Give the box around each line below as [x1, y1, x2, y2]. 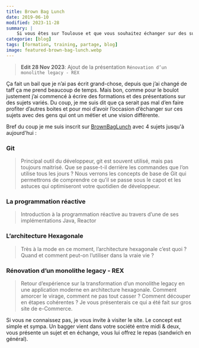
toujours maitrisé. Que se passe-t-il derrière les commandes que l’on [20, 164, 189, 171]
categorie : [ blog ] [6, 36, 52, 42]
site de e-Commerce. [20, 305, 73, 312]
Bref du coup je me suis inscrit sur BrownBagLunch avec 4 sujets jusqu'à [6, 123, 185, 130]
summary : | [6, 25, 33, 31]
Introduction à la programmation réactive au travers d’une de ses [20, 211, 179, 218]
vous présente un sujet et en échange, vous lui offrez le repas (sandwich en [6, 329, 191, 336]
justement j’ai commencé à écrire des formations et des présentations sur [6, 92, 186, 99]
